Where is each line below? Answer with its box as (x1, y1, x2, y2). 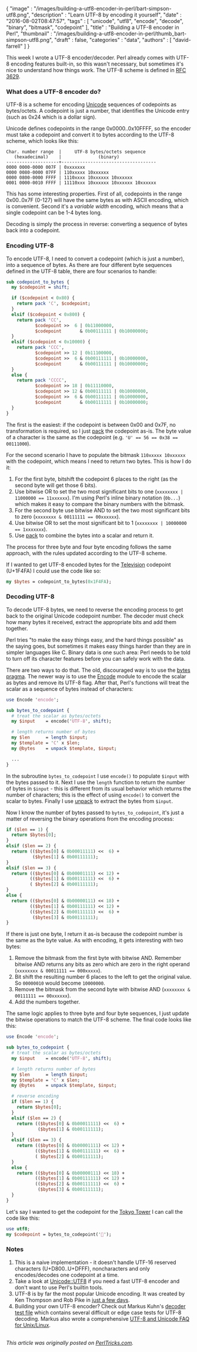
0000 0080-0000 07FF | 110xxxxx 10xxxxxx (6, 169, 109, 176)
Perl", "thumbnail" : (6, 30, 53, 37)
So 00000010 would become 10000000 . (14, 979, 105, 987)
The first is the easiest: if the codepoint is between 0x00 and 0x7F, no (6, 421, 176, 428)
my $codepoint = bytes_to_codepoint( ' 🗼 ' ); (6, 1231, 112, 1237)
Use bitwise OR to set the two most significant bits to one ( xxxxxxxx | (14, 488, 183, 495)
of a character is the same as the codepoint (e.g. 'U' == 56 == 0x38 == (6, 433, 178, 440)
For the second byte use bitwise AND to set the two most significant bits (14, 507, 190, 514)
